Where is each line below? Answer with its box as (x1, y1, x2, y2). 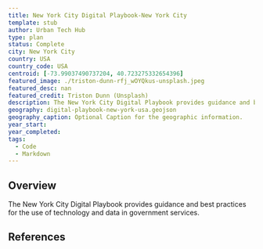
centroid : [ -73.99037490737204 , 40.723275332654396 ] (8, 70, 184, 78)
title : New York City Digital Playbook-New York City (8, 11, 188, 20)
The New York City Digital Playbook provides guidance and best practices (8, 200, 247, 209)
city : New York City (8, 48, 76, 56)
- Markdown (15, 150, 51, 157)
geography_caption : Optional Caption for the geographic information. (8, 114, 243, 121)
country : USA (8, 56, 51, 63)
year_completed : (8, 128, 61, 135)
